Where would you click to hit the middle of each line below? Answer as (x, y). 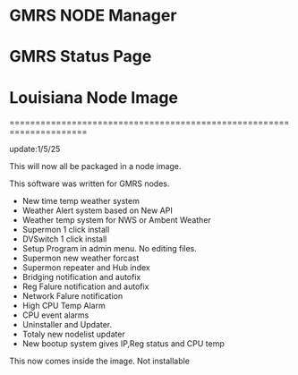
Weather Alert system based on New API (97, 210)
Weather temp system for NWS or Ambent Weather (117, 220)
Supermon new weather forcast (81, 258)
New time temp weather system (81, 201)
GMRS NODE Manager (93, 16)
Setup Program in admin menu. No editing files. (109, 249)
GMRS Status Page (81, 57)
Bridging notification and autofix (81, 277)
